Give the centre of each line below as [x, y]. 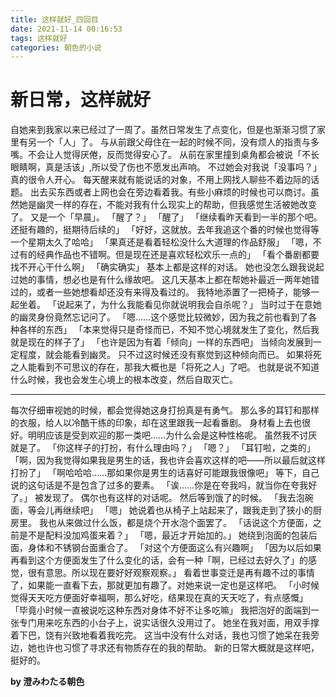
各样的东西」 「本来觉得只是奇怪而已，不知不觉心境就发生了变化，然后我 [169, 330]
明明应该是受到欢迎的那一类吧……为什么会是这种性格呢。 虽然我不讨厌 [172, 435]
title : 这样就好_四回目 [54, 19]
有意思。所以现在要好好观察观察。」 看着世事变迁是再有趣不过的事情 [175, 573]
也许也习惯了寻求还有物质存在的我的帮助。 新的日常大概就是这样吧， [178, 648]
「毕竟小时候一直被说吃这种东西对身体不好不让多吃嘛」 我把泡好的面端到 [160, 610]
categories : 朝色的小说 [56, 47]
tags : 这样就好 [39, 38]
